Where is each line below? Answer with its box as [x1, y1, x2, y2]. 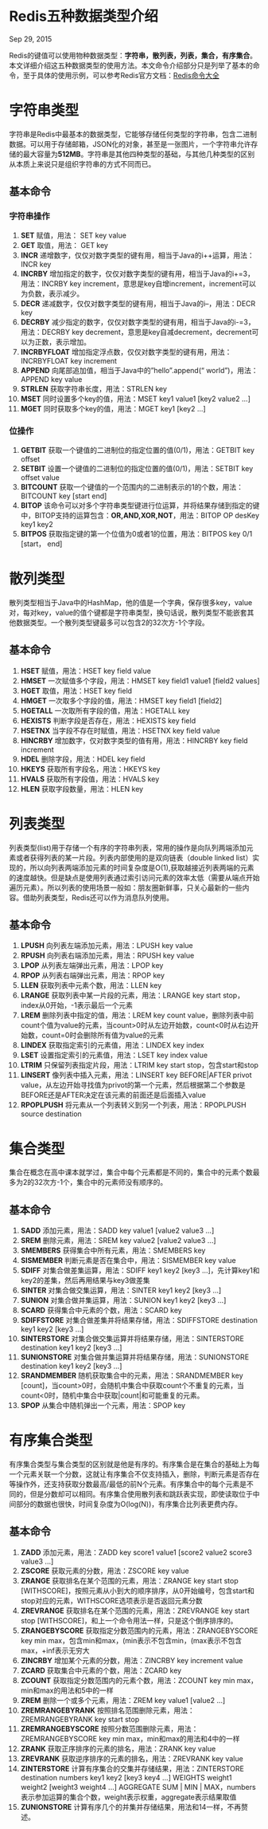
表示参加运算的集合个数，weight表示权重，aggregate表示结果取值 [20, 1792, 237, 1802]
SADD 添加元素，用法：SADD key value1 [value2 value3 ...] [20, 1225, 215, 1236]
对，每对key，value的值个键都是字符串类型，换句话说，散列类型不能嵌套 [9, 608, 247, 617]
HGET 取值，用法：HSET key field [20, 686, 133, 695]
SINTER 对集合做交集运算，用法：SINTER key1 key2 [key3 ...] [20, 1285, 222, 1296]
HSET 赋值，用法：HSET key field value [20, 666, 152, 675]
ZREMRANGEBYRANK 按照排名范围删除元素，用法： [20, 1705, 195, 1715]
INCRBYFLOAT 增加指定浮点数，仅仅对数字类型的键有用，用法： [20, 347, 232, 356]
